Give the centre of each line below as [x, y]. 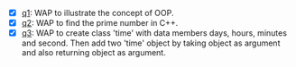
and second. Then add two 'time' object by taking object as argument [151, 43]
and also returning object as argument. [93, 53]
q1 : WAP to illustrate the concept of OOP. [97, 13]
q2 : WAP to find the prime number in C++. [100, 23]
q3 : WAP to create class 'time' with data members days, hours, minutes [154, 33]
